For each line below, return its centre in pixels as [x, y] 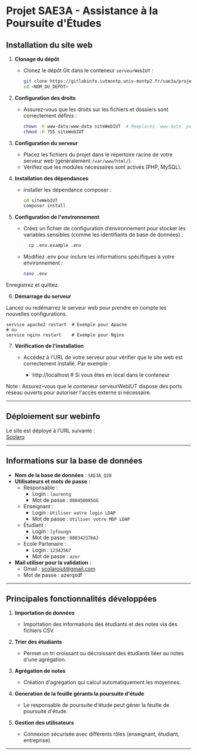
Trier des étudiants [38, 642]
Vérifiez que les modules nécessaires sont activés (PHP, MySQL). [102, 167]
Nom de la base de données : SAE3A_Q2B [63, 475]
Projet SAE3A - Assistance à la [82, 11]
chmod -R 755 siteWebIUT [54, 132]
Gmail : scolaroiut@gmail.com [59, 569]
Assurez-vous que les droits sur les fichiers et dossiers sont [96, 109]
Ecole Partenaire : [45, 543]
